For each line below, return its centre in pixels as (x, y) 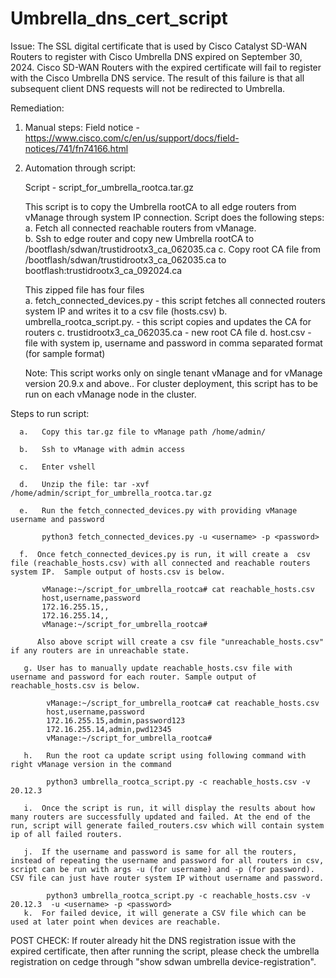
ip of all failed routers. (66, 834)
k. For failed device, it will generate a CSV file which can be (165, 913)
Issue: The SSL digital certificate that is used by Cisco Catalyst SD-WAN (159, 46)
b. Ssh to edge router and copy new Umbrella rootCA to (139, 238)
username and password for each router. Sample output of (133, 677)
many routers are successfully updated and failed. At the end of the (160, 817)
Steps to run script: (50, 413)
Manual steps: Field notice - (82, 127)
